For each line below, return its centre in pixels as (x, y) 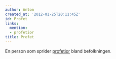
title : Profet (20, 37)
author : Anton (20, 10)
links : (12, 23)
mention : (19, 28)
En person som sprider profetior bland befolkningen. (58, 51)
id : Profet (16, 19)
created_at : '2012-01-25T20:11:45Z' (43, 14)
